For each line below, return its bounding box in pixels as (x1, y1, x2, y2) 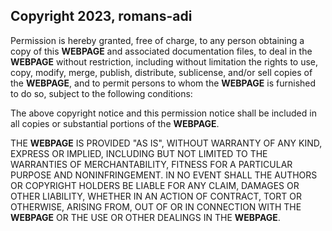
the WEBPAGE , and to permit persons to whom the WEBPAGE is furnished (10, 77, 317, 89)
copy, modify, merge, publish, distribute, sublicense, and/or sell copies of (10, 66, 313, 78)
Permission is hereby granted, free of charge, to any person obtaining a (10, 34, 305, 46)
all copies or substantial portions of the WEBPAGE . (10, 117, 220, 129)
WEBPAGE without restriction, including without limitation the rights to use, (10, 55, 319, 68)
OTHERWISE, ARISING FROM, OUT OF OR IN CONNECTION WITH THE (10, 200, 302, 213)
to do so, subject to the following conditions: (10, 87, 193, 99)
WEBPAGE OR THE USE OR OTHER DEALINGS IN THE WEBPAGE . (10, 211, 281, 223)
